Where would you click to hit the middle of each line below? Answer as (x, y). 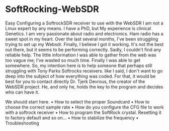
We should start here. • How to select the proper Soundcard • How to (77, 101)
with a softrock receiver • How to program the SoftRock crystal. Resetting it (83, 112)
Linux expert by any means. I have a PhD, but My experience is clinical (78, 28)
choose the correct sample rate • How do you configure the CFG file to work (84, 107)
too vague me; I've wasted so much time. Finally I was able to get (73, 60)
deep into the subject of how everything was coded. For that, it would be (80, 76)
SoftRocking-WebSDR (52, 9)
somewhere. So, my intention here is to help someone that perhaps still (79, 65)
